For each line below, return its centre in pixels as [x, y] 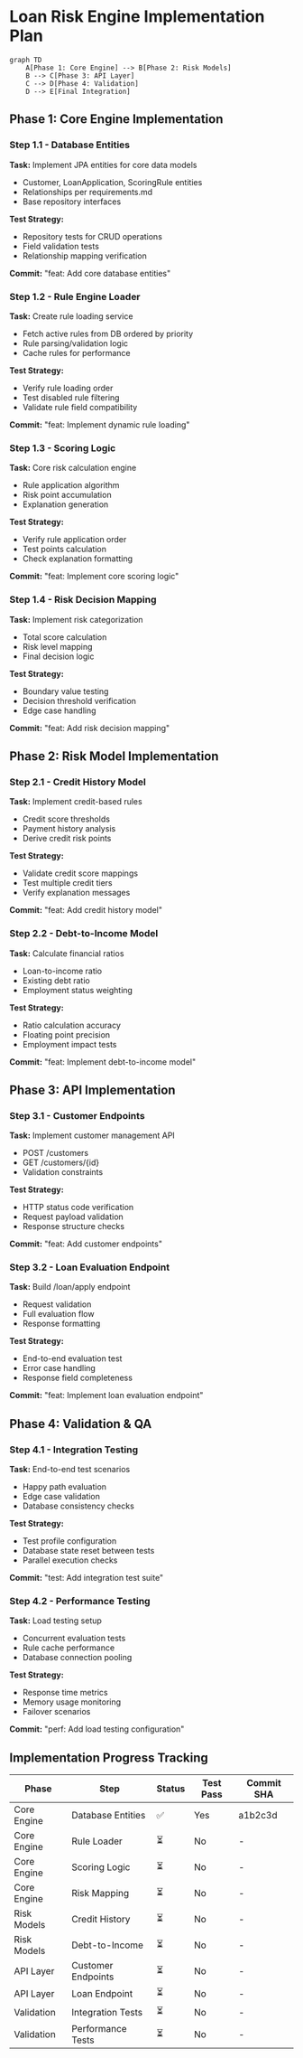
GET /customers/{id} [61, 1162]
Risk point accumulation [67, 495]
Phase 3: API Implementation [92, 1090]
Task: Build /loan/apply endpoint [70, 1287]
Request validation [57, 1304]
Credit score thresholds [66, 819]
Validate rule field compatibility [80, 407]
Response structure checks [73, 1226]
